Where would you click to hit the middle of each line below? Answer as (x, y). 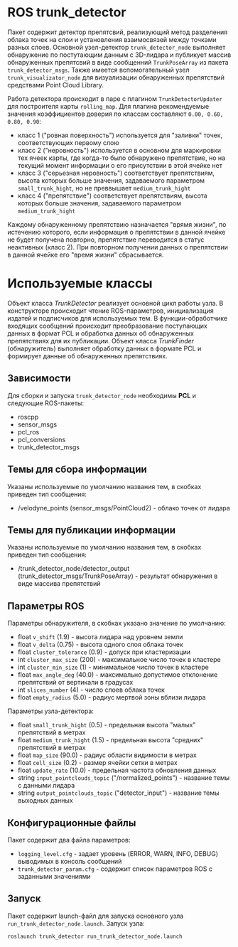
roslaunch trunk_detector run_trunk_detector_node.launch (95, 936)
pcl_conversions (42, 439)
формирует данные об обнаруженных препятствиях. (88, 355)
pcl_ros (28, 432)
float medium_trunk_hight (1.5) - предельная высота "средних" (110, 740)
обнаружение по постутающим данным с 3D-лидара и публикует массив (119, 55)
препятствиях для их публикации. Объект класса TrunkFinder (101, 341)
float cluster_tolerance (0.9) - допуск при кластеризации (104, 652)
